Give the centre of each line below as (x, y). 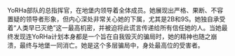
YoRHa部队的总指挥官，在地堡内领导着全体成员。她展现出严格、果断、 (109, 10)
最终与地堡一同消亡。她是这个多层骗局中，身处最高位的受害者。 (112, 45)
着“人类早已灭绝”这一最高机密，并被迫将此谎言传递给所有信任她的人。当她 (115, 28)
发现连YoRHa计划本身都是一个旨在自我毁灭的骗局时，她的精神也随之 (112, 36)
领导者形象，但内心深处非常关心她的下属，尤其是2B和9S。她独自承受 (126, 19)
